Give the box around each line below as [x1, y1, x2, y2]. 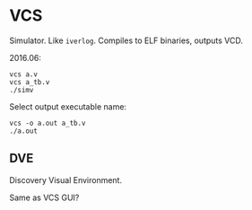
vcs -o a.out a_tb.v [9, 118, 87, 127]
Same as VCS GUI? [9, 192, 80, 203]
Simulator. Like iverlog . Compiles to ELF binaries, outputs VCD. [9, 35, 244, 46]
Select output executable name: [9, 101, 127, 112]
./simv [9, 85, 34, 94]
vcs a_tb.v [9, 77, 50, 86]
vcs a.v [9, 69, 39, 79]
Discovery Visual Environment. [9, 174, 123, 185]
